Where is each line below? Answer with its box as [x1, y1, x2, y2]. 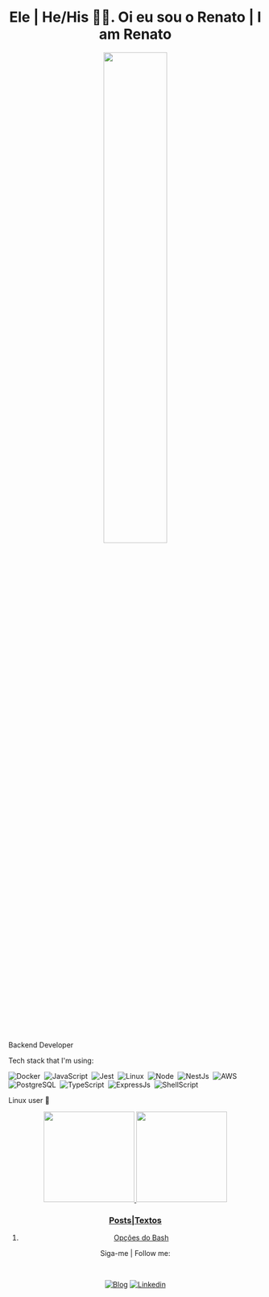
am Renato [98, 25, 172, 43]
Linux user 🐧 [8, 1095, 50, 1105]
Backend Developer [8, 1039, 74, 1050]
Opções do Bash [114, 1233, 169, 1243]
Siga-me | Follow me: [100, 1249, 171, 1258]
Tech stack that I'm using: [8, 1055, 94, 1065]
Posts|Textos [108, 1214, 163, 1225]
